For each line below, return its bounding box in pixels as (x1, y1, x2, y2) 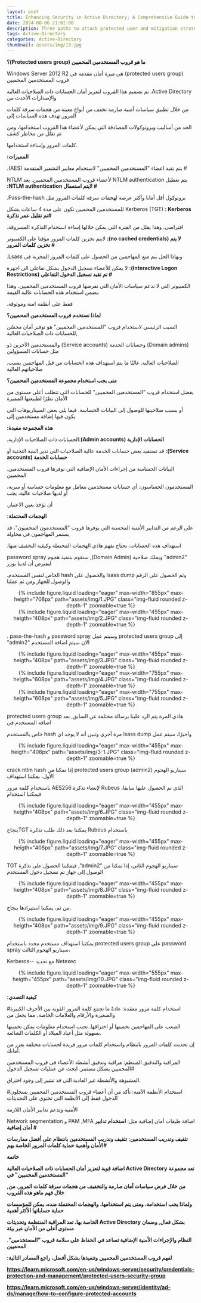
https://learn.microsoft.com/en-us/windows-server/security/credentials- (7, 1265, 194, 1273)
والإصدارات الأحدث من (7, 94, 57, 101)
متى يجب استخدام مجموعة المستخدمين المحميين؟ (7, 377, 117, 384)
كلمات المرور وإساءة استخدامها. (7, 141, 78, 148)
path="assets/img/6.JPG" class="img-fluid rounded (54, 808, 181, 815)
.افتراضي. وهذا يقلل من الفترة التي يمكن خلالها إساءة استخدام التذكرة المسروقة (7, 223, 184, 230)
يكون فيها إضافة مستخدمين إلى (7, 412, 76, 420)
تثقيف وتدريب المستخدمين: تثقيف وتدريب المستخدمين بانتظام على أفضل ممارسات (7, 1135, 188, 1142)
